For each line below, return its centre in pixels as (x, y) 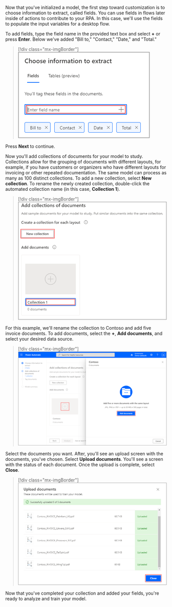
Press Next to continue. (30, 146)
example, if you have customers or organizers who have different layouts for (86, 167)
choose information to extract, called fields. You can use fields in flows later (85, 13)
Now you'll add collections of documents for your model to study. (74, 156)
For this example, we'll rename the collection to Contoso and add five (78, 328)
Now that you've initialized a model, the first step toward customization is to (85, 7)
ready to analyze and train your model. (46, 598)
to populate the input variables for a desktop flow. (58, 24)
